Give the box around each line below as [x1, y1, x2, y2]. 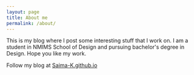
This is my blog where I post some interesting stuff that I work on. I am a [6, 37, 188, 45]
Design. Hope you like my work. [6, 50, 87, 57]
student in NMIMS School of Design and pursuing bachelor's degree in [6, 43, 185, 51]
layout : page [6, 9, 40, 15]
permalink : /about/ [6, 20, 56, 26]
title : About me [6, 15, 48, 21]
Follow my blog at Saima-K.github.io [6, 62, 98, 69]
